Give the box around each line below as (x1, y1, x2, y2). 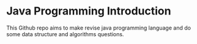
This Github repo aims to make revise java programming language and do (6, 24, 191, 31)
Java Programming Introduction (6, 4, 171, 18)
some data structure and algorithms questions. (6, 30, 124, 37)
